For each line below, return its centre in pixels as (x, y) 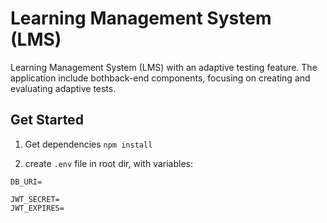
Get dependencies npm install (88, 144)
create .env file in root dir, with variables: (108, 163)
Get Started (47, 120)
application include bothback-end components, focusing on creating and (160, 78)
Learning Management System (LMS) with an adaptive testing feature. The (164, 67)
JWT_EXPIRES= (37, 208)
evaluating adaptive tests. (63, 88)
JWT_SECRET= (35, 199)
